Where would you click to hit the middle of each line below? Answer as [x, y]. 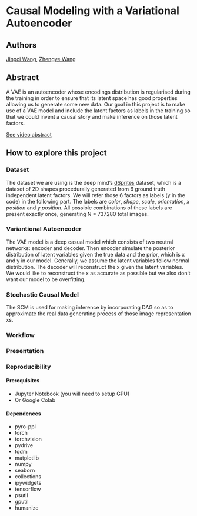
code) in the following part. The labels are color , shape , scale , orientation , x [98, 201]
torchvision [28, 439]
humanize [26, 508]
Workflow [21, 335]
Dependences [24, 414]
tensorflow [28, 489]
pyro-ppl [25, 427]
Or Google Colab [35, 400]
